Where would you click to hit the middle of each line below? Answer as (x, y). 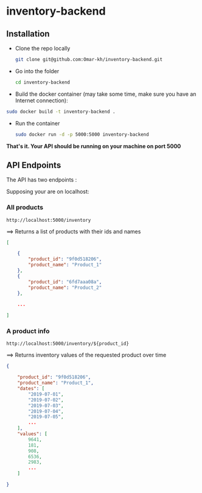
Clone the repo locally (43, 48)
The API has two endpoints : (42, 180)
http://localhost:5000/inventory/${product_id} (68, 344)
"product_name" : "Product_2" (65, 288)
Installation (28, 34)
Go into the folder (37, 71)
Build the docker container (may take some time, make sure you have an (106, 94)
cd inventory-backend (42, 82)
